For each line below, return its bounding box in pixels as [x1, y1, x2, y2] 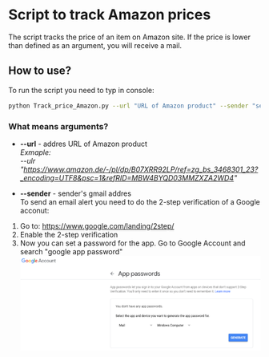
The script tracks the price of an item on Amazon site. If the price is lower [8, 32, 251, 42]
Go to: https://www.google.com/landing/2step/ [19, 221, 175, 230]
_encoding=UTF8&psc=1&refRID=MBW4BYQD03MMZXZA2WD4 [19, 172, 235, 182]
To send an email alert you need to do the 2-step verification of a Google [19, 197, 260, 206]
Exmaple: [19, 147, 51, 157]
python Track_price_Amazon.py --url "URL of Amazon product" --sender [8, 102, 249, 110]
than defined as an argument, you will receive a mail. [8, 40, 183, 50]
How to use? [8, 64, 72, 78]
